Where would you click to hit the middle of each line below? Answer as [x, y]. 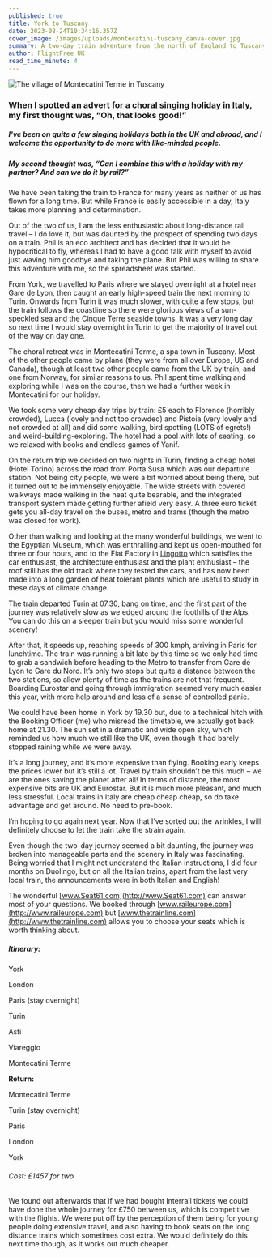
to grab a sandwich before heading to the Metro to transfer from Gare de [130, 663]
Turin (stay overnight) [45, 1110]
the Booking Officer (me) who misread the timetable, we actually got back [132, 721]
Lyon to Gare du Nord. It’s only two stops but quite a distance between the [132, 671]
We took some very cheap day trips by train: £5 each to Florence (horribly [132, 411]
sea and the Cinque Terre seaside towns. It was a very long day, [147, 319]
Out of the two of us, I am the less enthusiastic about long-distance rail [127, 226]
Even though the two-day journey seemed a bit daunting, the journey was [131, 846]
